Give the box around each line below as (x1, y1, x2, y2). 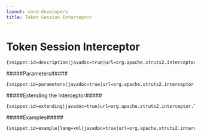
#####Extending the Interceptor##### (6, 92, 103, 99)
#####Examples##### (6, 114, 64, 121)
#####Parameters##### (6, 70, 68, 77)
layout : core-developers (6, 8, 68, 15)
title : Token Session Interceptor (6, 14, 93, 20)
